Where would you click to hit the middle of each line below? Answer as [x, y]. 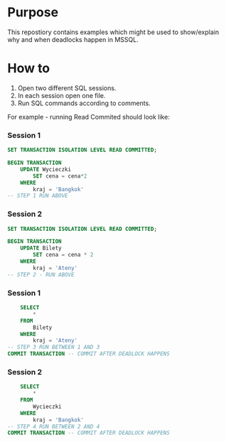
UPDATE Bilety [41, 248]
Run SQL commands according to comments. [84, 103]
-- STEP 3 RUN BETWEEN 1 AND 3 [54, 347]
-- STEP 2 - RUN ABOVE [41, 274]
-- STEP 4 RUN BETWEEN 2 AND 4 [54, 426]
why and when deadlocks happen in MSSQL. [73, 39]
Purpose [33, 12]
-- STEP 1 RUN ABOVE [38, 196]
